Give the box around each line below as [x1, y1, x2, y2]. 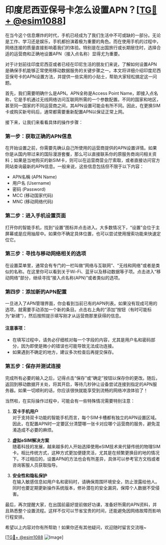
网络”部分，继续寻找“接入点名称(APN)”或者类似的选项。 [9, 274, 123, 280]
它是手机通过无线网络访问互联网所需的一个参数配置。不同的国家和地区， [13, 96, 161, 102]
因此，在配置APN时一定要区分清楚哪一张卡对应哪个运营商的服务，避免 [12, 421, 156, 427]
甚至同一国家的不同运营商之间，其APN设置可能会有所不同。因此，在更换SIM [5, 102, 161, 109]
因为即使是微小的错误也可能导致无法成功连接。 [21, 343, 117, 349]
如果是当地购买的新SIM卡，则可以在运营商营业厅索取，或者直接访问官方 [13, 157, 161, 163]
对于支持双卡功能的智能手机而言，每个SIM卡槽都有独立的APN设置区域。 [12, 414, 160, 420]
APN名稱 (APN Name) [12, 174, 57, 180]
